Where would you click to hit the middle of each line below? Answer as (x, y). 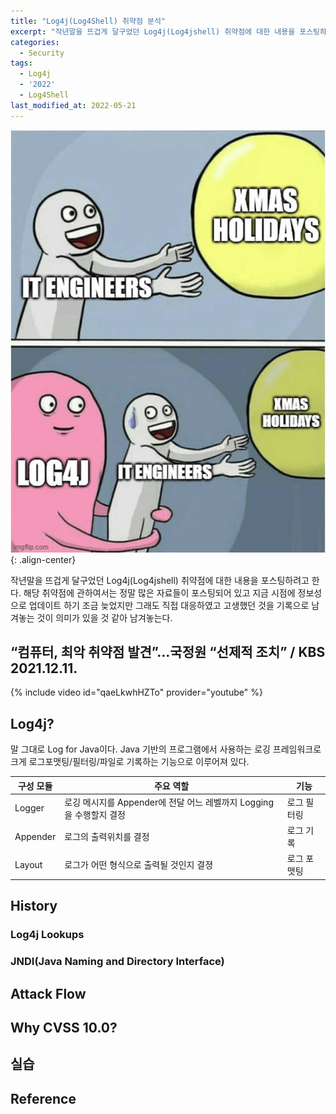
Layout (28, 864)
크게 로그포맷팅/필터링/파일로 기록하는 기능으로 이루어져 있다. (130, 762)
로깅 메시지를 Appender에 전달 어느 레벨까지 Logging (169, 802)
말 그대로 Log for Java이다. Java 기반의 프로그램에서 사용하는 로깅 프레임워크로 (166, 749)
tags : (21, 63)
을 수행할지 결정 (95, 814)
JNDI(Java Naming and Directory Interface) (117, 962)
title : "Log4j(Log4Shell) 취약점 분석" (88, 21)
